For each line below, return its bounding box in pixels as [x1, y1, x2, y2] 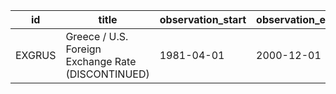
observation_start [159, 13, 247, 26]
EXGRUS [15, 49, 57, 62]
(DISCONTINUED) [65, 67, 150, 81]
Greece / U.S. [65, 30, 129, 43]
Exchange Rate [65, 55, 137, 68]
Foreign [65, 42, 102, 56]
